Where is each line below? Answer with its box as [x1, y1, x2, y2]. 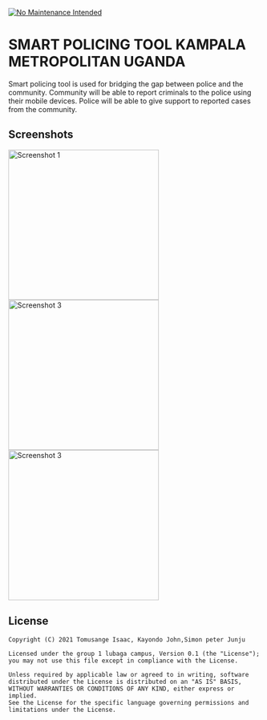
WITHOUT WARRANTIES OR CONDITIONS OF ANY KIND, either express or [8, 685, 235, 693]
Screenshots [8, 128, 74, 142]
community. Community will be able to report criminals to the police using [8, 87, 252, 97]
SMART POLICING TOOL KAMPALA [8, 36, 247, 54]
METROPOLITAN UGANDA [8, 53, 186, 71]
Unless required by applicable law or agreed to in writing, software [8, 670, 249, 678]
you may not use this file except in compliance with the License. [8, 657, 239, 665]
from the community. [8, 104, 78, 114]
